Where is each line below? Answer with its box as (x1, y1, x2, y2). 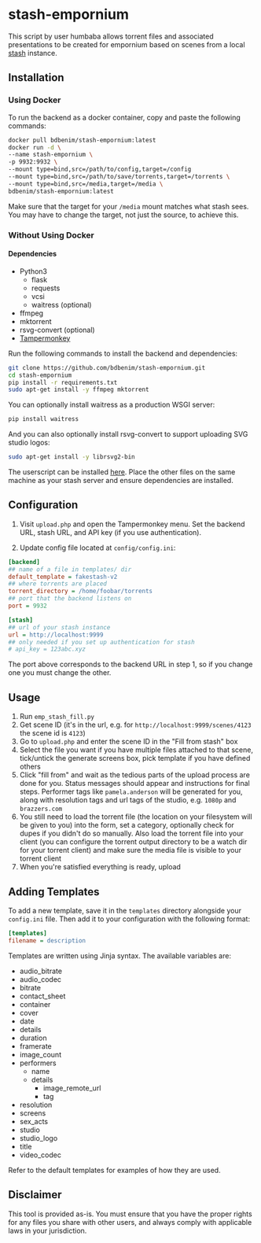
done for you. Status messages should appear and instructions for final (19, 779, 250, 788)
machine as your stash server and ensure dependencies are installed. (8, 476, 233, 485)
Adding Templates (8, 885, 100, 898)
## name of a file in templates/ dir (8, 565, 132, 574)
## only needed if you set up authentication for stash (8, 638, 195, 646)
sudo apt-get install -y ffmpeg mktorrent (8, 385, 149, 394)
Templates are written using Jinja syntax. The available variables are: (8, 950, 232, 961)
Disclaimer (8, 1188, 62, 1201)
